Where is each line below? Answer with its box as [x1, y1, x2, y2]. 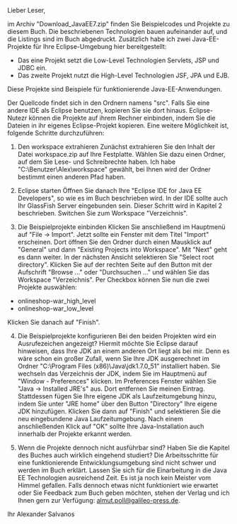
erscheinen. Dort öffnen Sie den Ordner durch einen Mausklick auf [17, 238, 212, 246]
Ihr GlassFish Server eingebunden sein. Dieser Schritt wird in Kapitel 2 [17, 201, 223, 210]
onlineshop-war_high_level [17, 297, 97, 305]
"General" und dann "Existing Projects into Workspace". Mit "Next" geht [17, 245, 228, 254]
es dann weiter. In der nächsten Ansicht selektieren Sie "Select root [17, 253, 214, 261]
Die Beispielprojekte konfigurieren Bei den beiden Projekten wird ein [17, 332, 216, 340]
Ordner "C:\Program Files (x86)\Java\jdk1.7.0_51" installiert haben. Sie [17, 362, 221, 370]
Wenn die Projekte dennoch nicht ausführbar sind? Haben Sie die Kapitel [17, 443, 230, 452]
